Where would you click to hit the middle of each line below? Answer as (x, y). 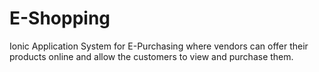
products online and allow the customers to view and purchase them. (151, 56)
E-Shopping (60, 18)
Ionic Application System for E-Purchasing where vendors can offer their (159, 46)
